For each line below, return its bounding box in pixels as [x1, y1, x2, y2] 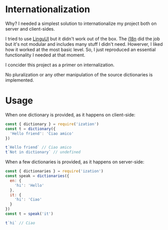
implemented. [5, 77, 34, 83]
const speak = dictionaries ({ [5, 174, 70, 179]
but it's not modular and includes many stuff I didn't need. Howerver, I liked [5, 41, 163, 47]
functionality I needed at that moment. [5, 52, 86, 58]
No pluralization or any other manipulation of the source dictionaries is [5, 71, 153, 77]
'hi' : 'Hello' [14, 183, 44, 188]
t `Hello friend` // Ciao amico [5, 145, 72, 150]
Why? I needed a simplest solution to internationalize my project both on [5, 20, 157, 26]
